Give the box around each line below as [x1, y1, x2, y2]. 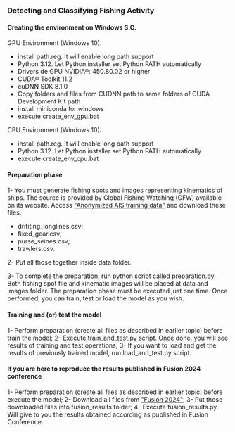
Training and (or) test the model [7, 310, 102, 319]
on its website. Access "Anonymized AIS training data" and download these [7, 201, 227, 210]
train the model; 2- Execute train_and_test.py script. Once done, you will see [7, 333, 229, 342]
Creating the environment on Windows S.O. [7, 23, 137, 32]
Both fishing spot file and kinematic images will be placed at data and [7, 279, 209, 288]
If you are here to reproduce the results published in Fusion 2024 [7, 364, 201, 373]
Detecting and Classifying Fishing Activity [7, 6, 155, 15]
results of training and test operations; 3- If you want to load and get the [7, 341, 217, 350]
